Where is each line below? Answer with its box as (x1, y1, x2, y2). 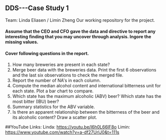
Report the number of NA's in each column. (12, 77, 101, 83)
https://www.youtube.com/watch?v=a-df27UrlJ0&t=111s (5, 129, 120, 135)
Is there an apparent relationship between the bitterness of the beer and (12, 109, 160, 115)
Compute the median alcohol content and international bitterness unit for (12, 82, 161, 88)
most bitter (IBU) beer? (12, 98, 59, 104)
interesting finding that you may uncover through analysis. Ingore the (5, 34, 152, 40)
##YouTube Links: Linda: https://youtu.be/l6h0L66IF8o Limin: (5, 124, 130, 130)
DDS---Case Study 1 (5, 4, 69, 12)
